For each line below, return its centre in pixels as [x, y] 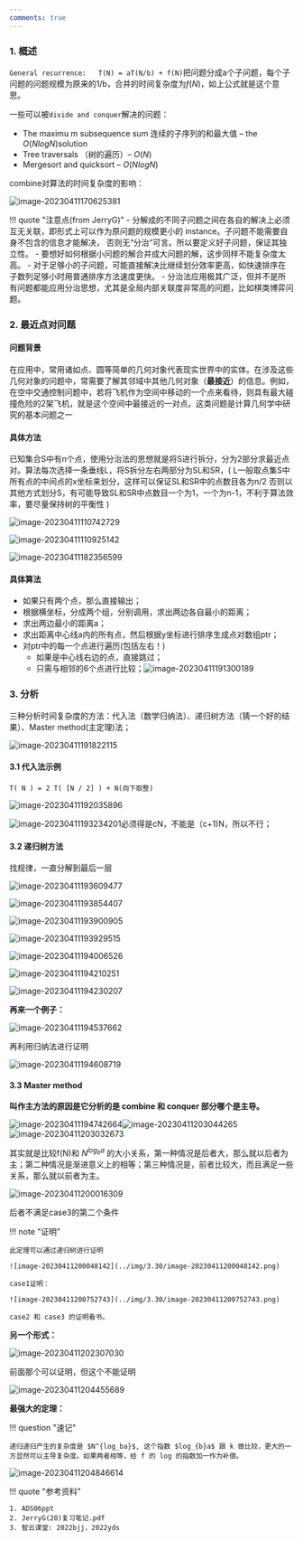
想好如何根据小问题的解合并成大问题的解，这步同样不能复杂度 [164, 253]
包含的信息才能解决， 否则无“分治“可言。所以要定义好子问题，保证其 [152, 242]
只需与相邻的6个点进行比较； [90, 669]
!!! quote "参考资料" [45, 1491]
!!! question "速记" [43, 1428]
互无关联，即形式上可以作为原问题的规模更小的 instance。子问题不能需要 [145, 230]
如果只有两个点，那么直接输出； [82, 601]
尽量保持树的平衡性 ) [71, 504]
